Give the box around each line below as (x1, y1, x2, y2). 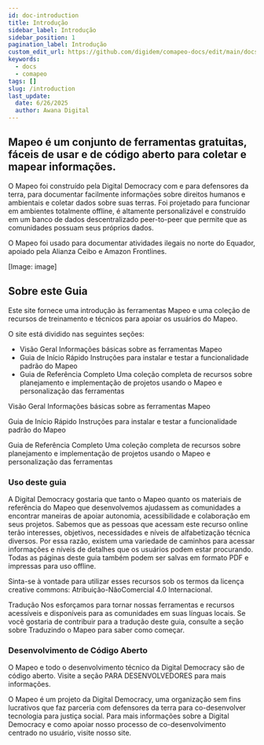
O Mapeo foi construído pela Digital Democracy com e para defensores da (8, 181, 249, 190)
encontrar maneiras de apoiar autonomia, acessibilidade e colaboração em (8, 511, 251, 520)
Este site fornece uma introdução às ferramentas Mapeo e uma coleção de (8, 305, 251, 315)
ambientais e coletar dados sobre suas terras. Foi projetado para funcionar (8, 197, 251, 207)
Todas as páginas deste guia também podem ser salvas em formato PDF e (8, 552, 249, 562)
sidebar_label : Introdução (8, 26, 97, 34)
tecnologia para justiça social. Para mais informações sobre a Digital (8, 711, 229, 721)
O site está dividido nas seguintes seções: (8, 329, 145, 338)
